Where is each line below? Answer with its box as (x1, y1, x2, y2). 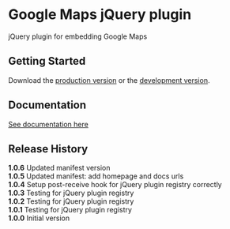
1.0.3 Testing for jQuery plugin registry (8, 188, 134, 198)
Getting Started (8, 54, 86, 68)
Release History (8, 142, 89, 156)
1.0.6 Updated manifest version (8, 163, 111, 173)
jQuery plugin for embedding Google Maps (8, 32, 148, 41)
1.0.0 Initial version (8, 213, 70, 223)
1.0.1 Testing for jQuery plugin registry (8, 205, 133, 215)
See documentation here (8, 119, 89, 129)
